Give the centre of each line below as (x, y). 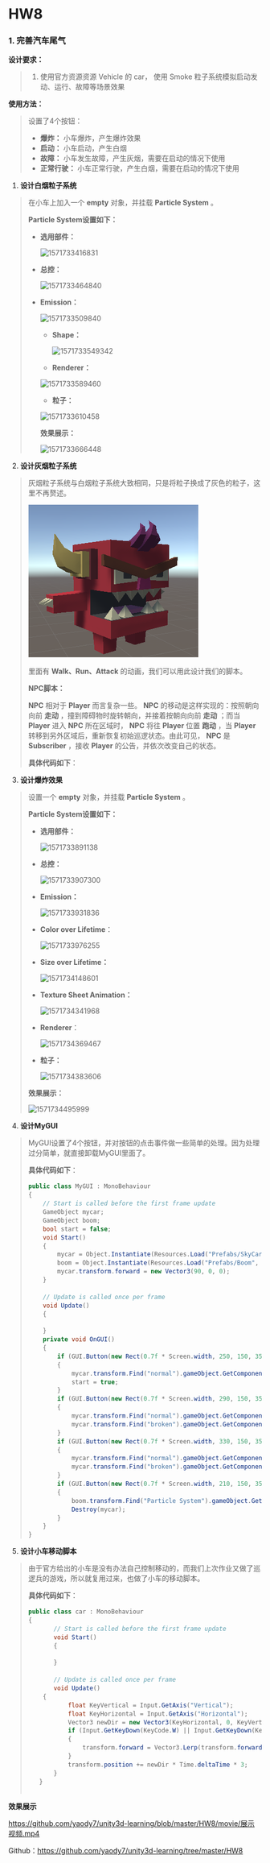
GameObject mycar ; (74, 1212)
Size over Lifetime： (74, 963)
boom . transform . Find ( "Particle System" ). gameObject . (161, 1501)
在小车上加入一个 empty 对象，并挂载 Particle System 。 (123, 203)
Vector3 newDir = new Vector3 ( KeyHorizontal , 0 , (151, 1722)
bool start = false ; (77, 1229)
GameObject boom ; (72, 1220)
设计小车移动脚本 (48, 1551)
